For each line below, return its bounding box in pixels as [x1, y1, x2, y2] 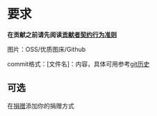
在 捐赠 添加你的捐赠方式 [7, 101, 74, 110]
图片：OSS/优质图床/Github [7, 45, 86, 53]
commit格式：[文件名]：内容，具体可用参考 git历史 [7, 59, 150, 68]
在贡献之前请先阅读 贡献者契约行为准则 [7, 30, 117, 39]
